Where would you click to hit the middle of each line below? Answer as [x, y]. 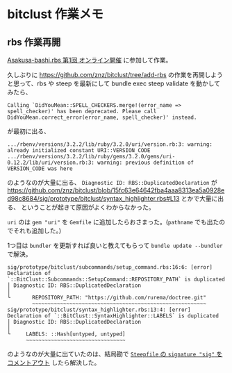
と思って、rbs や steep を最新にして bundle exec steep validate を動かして [114, 83]
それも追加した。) [37, 231]
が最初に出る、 [28, 131]
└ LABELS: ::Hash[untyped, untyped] [67, 334]
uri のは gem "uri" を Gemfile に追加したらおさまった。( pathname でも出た [113, 222]
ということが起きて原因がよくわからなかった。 [88, 207]
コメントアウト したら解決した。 [54, 363]
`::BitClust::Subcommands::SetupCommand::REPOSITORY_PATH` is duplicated [116, 279]
